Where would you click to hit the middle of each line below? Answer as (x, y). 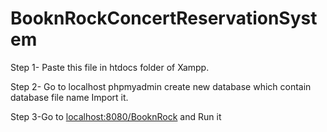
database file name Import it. (69, 97)
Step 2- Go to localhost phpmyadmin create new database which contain (161, 86)
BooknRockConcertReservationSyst (164, 18)
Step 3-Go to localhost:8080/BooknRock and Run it (116, 116)
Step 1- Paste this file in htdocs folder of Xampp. (110, 67)
